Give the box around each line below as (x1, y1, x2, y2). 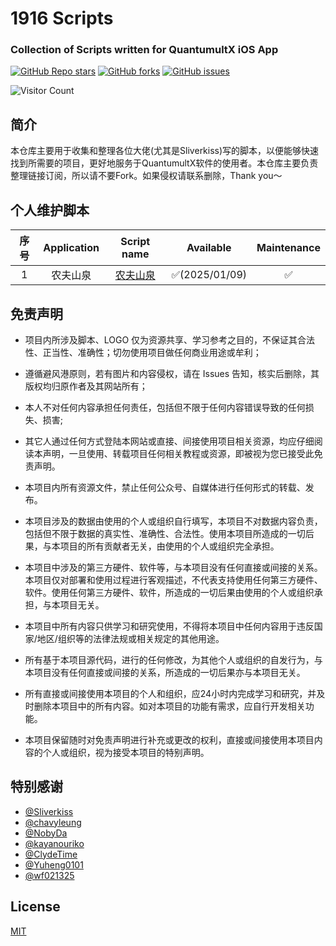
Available (186, 241, 232, 255)
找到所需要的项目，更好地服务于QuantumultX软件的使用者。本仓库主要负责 (10, 157, 319, 169)
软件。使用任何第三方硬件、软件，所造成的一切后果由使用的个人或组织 (24, 586, 315, 598)
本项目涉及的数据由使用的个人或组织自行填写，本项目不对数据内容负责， (24, 515, 323, 527)
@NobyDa (24, 827, 68, 839)
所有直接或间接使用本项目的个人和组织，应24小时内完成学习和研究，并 (24, 687, 317, 699)
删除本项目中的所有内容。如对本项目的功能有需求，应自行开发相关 (33, 700, 306, 712)
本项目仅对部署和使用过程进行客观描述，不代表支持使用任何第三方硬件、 (24, 573, 323, 586)
